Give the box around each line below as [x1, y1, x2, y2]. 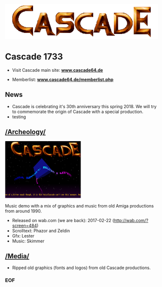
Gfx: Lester [12, 233, 35, 239]
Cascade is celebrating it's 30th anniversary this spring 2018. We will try [12, 103, 157, 109]
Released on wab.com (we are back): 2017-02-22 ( [12, 217, 114, 223]
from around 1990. [5, 208, 42, 214]
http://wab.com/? [113, 217, 149, 223]
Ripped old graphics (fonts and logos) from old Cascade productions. [12, 265, 151, 271]
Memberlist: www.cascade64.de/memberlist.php [12, 77, 114, 82]
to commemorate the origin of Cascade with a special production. [12, 109, 144, 114]
